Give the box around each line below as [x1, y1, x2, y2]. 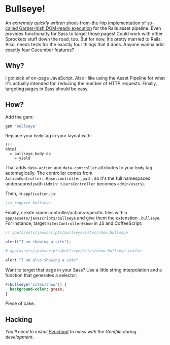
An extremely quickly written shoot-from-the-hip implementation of [5, 20, 146, 26]
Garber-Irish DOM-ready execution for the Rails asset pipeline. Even [19, 25, 161, 31]
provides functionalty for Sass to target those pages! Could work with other [5, 30, 163, 36]
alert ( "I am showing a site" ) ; [5, 239, 72, 245]
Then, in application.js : [5, 190, 57, 197]
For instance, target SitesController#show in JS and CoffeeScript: [5, 220, 143, 226]
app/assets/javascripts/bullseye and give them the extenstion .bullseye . [5, 215, 161, 221]
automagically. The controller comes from [5, 170, 93, 176]
